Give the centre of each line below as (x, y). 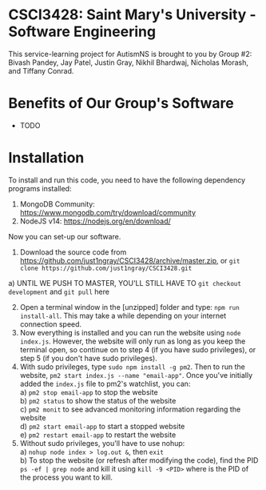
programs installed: (40, 188)
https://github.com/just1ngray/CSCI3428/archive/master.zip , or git (130, 260)
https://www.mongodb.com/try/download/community (108, 212)
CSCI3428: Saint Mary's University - (133, 15)
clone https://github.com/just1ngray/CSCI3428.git (106, 268)
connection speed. (51, 324)
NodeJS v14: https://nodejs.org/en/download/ (95, 221)
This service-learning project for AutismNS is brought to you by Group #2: (130, 54)
